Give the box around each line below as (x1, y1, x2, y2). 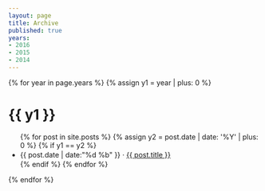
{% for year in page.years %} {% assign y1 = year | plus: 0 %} (8, 77, 212, 88)
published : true (8, 26, 62, 34)
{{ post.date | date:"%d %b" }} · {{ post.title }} (19, 150, 172, 159)
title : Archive (8, 19, 59, 27)
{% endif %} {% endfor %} (19, 159, 109, 169)
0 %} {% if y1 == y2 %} (19, 140, 97, 150)
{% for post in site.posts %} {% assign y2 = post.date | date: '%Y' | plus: (19, 132, 259, 142)
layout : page (8, 11, 52, 20)
